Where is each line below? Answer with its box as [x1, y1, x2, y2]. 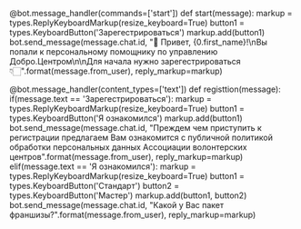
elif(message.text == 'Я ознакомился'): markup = [9, 161, 196, 172]
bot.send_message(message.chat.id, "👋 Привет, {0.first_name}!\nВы [9, 36, 268, 47]
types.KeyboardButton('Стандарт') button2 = [9, 181, 180, 191]
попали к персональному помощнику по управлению [9, 46, 218, 57]
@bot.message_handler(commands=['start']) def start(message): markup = [9, 8, 293, 18]
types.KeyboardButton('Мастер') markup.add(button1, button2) [9, 190, 247, 201]
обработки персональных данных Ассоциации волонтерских [9, 142, 247, 153]
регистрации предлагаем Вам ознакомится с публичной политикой [9, 132, 273, 143]
